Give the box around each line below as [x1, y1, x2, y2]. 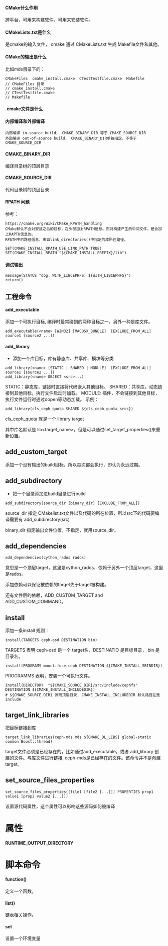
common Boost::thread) [5, 739, 53, 744]
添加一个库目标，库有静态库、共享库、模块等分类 [12, 355, 114, 362]
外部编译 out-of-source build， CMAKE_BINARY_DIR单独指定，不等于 [5, 136, 137, 141]
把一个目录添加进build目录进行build [12, 491, 86, 497]
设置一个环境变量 [5, 935, 41, 941]
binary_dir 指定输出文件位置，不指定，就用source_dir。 [5, 527, 119, 533]
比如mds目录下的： [5, 66, 45, 72]
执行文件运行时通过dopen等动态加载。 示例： [5, 397, 99, 403]
